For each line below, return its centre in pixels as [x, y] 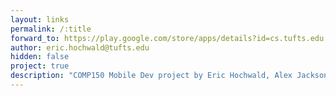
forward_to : [35, 38]
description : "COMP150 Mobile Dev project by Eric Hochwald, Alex [151, 76]
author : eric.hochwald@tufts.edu [80, 47]
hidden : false [40, 57]
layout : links [40, 19]
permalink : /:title [51, 29]
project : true [40, 66]
